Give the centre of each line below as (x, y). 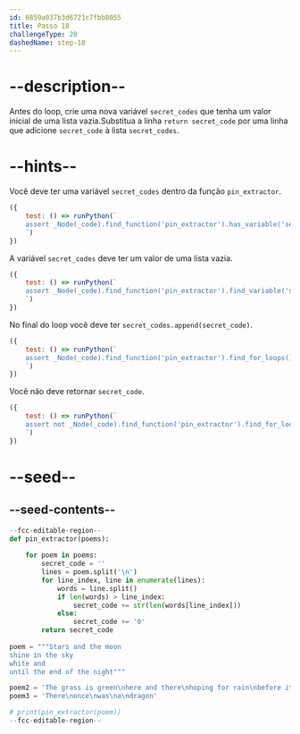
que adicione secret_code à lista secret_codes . (94, 131)
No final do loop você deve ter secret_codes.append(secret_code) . (131, 325)
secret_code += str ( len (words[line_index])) (157, 605)
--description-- (68, 87)
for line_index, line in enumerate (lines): (123, 580)
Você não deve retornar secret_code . (77, 392)
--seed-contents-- (62, 510)
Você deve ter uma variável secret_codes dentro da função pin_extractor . (146, 191)
